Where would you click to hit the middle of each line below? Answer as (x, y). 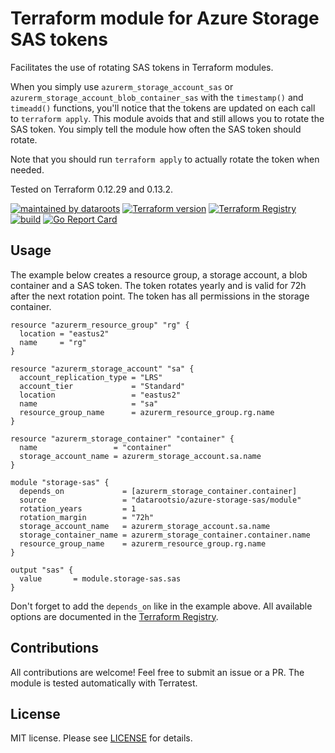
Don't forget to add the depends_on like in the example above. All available (161, 606)
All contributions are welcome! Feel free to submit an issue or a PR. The (157, 672)
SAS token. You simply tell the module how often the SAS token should (156, 129)
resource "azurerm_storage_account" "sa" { (102, 368)
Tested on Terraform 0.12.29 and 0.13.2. (92, 189)
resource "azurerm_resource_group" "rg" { (100, 325)
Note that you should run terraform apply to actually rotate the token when (165, 159)
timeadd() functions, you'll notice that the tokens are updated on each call (163, 108)
